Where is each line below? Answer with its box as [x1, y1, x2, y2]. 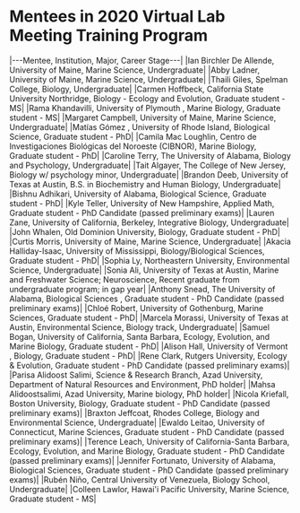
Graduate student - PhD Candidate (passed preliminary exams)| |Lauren [9, 207, 275, 218]
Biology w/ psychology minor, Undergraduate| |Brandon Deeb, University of [9, 169, 289, 180]
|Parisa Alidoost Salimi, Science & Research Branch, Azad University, [9, 370, 263, 380]
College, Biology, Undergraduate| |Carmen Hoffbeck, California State [9, 83, 264, 94]
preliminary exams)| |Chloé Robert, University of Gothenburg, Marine [9, 302, 264, 313]
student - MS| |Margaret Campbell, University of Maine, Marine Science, [9, 112, 277, 123]
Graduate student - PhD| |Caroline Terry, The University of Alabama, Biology [9, 150, 291, 161]
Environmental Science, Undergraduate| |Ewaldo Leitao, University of [9, 417, 266, 428]
